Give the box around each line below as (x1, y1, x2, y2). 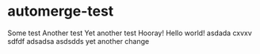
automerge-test (7, 2, 114, 20)
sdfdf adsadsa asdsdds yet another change (7, 36, 150, 45)
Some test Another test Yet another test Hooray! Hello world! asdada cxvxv (7, 28, 253, 38)
